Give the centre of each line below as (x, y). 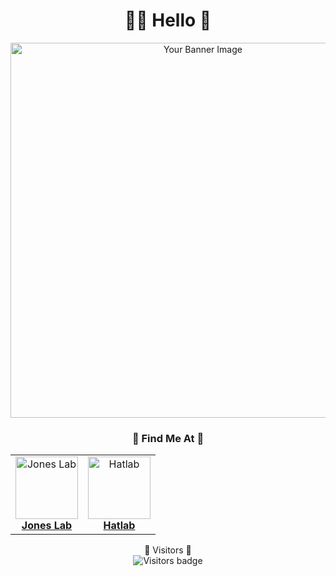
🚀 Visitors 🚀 (168, 550)
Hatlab (119, 526)
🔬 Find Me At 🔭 (168, 438)
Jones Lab (47, 526)
